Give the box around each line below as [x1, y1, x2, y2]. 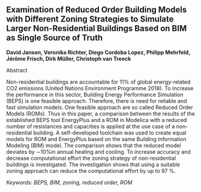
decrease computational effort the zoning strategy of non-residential [6, 154, 176, 161]
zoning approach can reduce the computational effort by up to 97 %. [6, 167, 176, 174]
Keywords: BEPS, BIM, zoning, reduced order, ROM [6, 179, 133, 186]
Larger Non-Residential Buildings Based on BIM [6, 23, 187, 33]
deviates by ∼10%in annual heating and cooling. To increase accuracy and [6, 148, 191, 155]
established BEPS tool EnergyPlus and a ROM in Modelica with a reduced [6, 116, 187, 123]
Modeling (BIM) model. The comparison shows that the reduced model [6, 142, 181, 149]
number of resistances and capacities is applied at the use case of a [6, 123, 175, 130]
